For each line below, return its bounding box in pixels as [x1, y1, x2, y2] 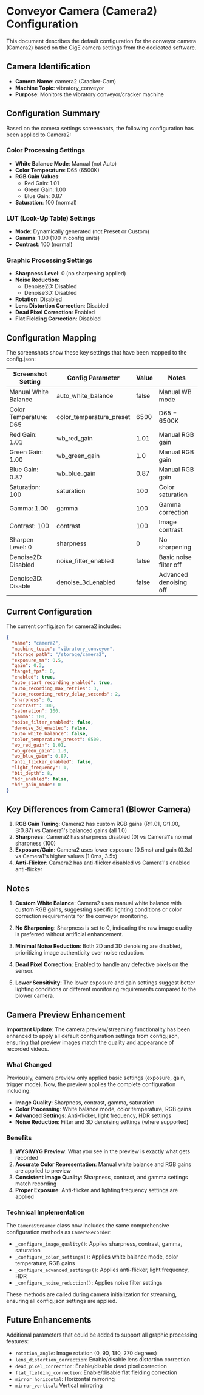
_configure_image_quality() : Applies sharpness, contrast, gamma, [15, 1240, 182, 1247]
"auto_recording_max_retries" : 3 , [12, 685, 99, 691]
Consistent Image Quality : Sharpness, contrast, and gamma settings [15, 1173, 188, 1181]
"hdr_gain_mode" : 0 [12, 782, 61, 788]
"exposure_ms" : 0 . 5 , [12, 657, 64, 663]
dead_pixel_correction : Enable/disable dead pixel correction [15, 1362, 167, 1369]
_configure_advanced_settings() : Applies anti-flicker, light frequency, [15, 1266, 189, 1273]
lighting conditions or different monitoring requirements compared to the [15, 986, 197, 993]
